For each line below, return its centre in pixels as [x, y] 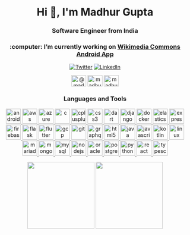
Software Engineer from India [95, 31]
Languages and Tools [95, 99]
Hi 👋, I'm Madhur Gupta [95, 12]
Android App [95, 54]
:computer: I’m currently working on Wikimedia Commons [95, 47]
